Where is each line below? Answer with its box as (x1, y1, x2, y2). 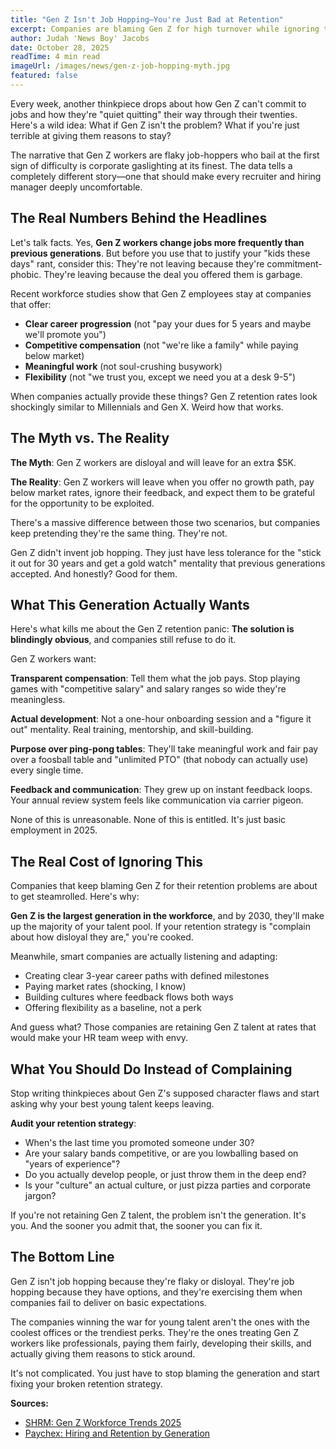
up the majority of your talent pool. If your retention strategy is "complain (10, 921, 311, 933)
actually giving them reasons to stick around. (10, 1347, 196, 1360)
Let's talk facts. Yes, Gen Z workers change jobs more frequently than (10, 236, 305, 248)
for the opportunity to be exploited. (10, 497, 155, 509)
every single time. (10, 764, 84, 776)
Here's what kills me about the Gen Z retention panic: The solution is (10, 623, 295, 635)
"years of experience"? (24, 1157, 121, 1170)
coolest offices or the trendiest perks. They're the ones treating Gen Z (10, 1326, 299, 1338)
